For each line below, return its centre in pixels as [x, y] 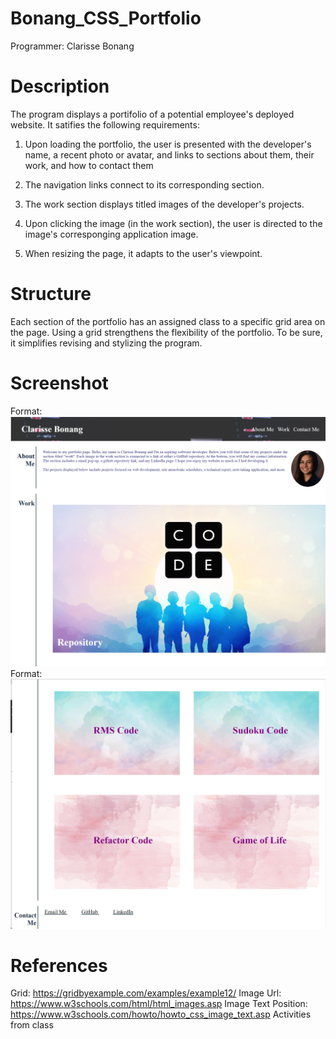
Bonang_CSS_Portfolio [106, 18]
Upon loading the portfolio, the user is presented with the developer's [168, 144]
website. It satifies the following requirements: [105, 124]
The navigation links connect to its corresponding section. [144, 184]
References [59, 965]
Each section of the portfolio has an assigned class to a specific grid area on [168, 321]
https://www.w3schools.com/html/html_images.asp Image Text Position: [159, 1004]
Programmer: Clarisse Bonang [72, 46]
